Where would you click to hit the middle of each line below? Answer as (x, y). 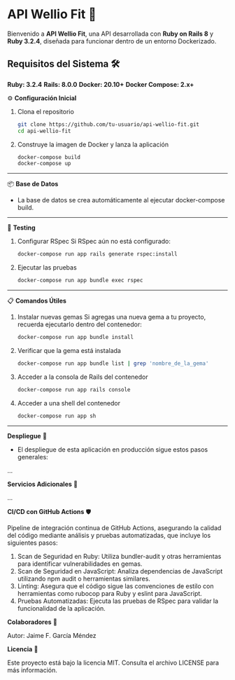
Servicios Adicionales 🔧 (43, 484)
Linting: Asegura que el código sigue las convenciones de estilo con (115, 586)
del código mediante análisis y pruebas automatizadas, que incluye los (109, 535)
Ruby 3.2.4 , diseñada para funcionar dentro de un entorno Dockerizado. (112, 41)
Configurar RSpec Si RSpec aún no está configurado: (94, 242)
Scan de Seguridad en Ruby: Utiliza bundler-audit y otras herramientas (119, 556)
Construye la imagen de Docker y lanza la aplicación (93, 144)
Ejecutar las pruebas (47, 268)
